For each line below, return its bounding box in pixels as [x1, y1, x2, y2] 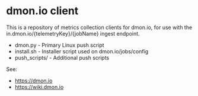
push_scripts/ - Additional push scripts [14, 54, 110, 61]
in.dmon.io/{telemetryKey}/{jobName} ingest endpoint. [6, 30, 140, 37]
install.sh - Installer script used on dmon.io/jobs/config [14, 47, 149, 55]
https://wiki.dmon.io [14, 83, 64, 90]
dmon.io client [6, 4, 79, 18]
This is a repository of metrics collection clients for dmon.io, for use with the [6, 24, 193, 31]
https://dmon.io [14, 77, 53, 84]
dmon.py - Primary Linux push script [14, 41, 105, 49]
